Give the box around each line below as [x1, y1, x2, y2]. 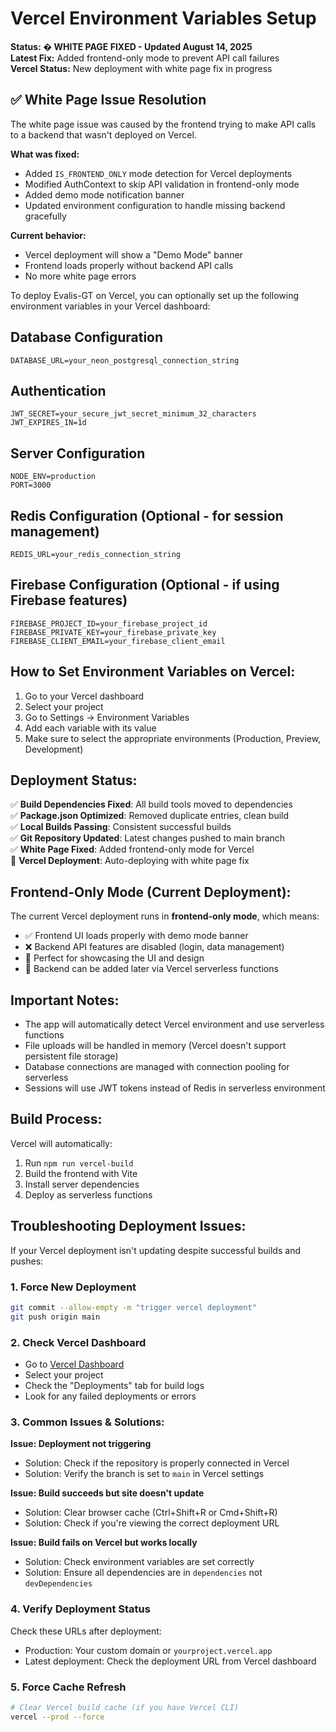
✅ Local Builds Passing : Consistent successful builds [10, 821, 232, 833]
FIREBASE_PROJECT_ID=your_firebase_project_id [10, 618, 208, 629]
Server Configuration [10, 445, 146, 462]
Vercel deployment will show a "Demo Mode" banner [24, 248, 243, 261]
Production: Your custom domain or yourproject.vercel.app [24, 1644, 273, 1656]
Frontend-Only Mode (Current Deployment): [10, 883, 292, 901]
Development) [24, 743, 84, 755]
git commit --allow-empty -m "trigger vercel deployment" [10, 1302, 257, 1312]
